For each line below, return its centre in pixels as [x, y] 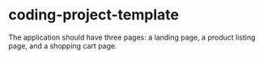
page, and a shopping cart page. [63, 45]
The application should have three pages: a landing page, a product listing [132, 37]
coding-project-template [94, 15]
